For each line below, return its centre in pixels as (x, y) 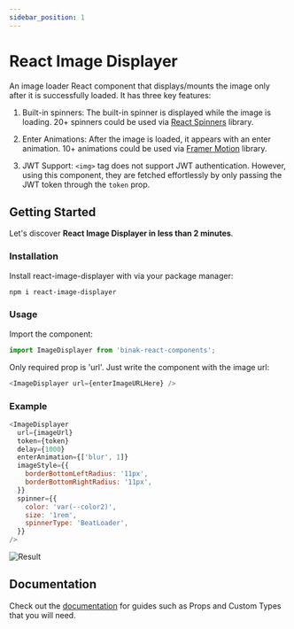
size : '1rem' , (51, 515)
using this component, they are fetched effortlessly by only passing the (152, 175)
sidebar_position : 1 (47, 17)
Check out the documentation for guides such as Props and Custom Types (145, 606)
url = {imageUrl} (45, 432)
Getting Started (53, 212)
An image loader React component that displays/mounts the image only (139, 86)
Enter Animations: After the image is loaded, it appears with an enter (147, 139)
